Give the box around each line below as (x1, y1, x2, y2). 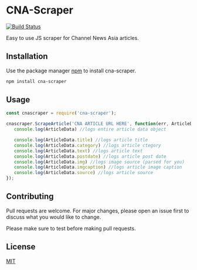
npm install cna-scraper (6, 78, 67, 84)
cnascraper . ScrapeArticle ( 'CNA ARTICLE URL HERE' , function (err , (6, 121, 169, 127)
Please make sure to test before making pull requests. (6, 225, 136, 232)
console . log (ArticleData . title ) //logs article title (13, 137, 148, 143)
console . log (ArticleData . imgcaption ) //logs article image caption (13, 164, 182, 171)
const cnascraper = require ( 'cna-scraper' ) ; (6, 110, 117, 116)
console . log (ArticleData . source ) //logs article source (13, 170, 154, 176)
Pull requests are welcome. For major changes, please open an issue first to (6, 207, 189, 214)
